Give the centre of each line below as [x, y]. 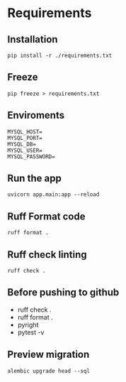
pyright [28, 324]
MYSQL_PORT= [25, 138]
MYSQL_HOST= [25, 132]
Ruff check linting [47, 255]
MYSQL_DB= [22, 144]
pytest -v [31, 332]
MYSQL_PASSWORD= [31, 157]
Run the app [34, 179]
